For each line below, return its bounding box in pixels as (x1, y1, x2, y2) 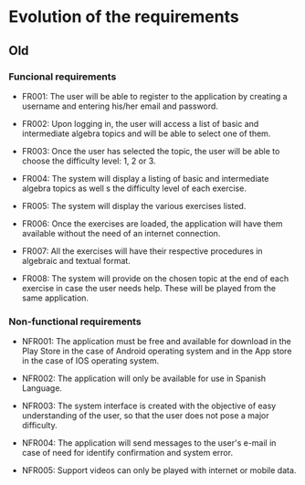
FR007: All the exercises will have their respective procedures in (21, 245, 263, 257)
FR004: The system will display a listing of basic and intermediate (21, 173, 269, 184)
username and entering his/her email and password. (21, 100, 218, 111)
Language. (21, 383, 63, 394)
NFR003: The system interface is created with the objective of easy (21, 400, 277, 412)
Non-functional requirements (8, 315, 142, 328)
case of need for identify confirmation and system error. (21, 448, 234, 459)
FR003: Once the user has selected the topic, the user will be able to (21, 145, 280, 156)
